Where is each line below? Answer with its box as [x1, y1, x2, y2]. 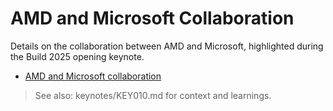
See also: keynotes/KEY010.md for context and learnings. [34, 89, 272, 101]
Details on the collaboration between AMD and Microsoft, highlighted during [10, 40, 324, 52]
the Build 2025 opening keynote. [10, 50, 145, 62]
